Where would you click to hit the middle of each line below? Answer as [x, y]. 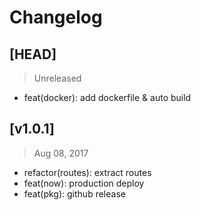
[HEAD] [33, 54]
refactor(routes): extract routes [87, 172]
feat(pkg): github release [74, 193]
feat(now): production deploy [84, 183]
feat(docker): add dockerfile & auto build [107, 97]
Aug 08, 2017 [61, 153]
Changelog [56, 17]
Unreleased [57, 78]
